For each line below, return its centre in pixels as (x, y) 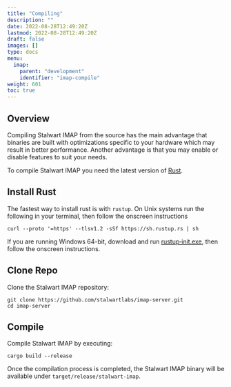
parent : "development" (52, 71)
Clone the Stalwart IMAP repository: (58, 287)
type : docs (23, 52)
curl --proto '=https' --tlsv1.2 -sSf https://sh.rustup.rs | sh (103, 228)
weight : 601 (24, 84)
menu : (15, 59)
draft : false (26, 39)
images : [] (23, 46)
